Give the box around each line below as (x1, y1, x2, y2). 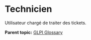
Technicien (5, 3, 52, 15)
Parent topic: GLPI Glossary (5, 29, 63, 35)
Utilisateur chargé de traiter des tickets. (5, 20, 86, 26)
